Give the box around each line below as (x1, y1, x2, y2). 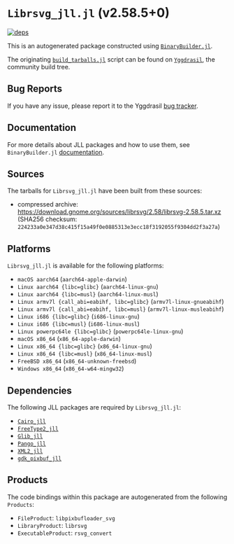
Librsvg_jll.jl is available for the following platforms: (7, 261, 164, 270)
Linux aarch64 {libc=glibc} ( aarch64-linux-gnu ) (17, 282, 159, 291)
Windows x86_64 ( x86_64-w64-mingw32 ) (17, 364, 124, 372)
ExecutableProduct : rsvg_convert (17, 529, 112, 537)
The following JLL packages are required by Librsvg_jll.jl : (7, 403, 182, 411)
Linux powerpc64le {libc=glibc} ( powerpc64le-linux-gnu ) (17, 327, 184, 335)
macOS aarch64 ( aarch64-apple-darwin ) (17, 275, 128, 284)
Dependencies (7, 384, 72, 396)
